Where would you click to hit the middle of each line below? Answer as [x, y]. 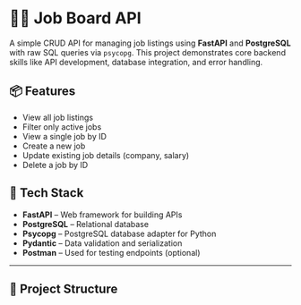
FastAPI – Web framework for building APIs [102, 215]
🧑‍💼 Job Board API [75, 18]
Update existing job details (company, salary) [106, 155]
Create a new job [54, 146]
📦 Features [43, 92]
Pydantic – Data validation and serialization [102, 243]
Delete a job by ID [55, 165]
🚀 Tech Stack [47, 193]
